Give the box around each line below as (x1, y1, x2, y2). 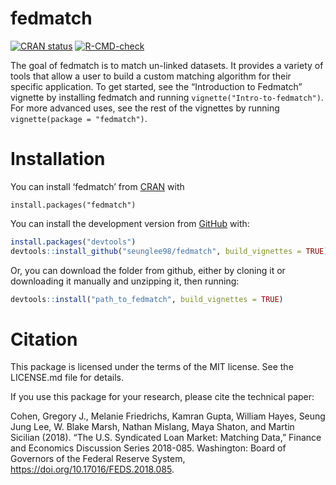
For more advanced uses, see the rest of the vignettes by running (10, 102, 280, 114)
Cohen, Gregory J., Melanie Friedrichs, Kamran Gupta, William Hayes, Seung (10, 410, 326, 422)
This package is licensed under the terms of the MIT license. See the (10, 361, 294, 373)
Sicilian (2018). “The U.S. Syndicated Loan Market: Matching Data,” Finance (10, 432, 322, 444)
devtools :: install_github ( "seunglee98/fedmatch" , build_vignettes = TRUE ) (10, 246, 329, 256)
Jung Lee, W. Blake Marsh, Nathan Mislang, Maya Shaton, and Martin (10, 421, 295, 433)
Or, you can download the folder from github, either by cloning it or (10, 264, 286, 276)
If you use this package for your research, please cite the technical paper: (10, 391, 315, 403)
